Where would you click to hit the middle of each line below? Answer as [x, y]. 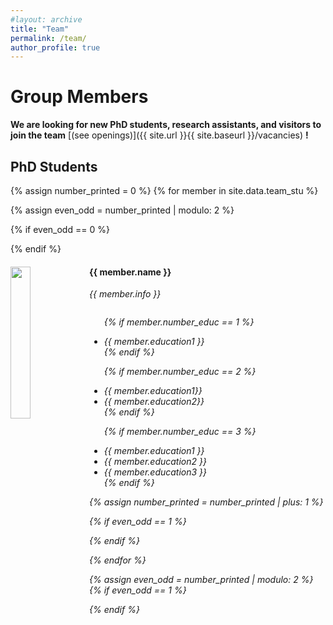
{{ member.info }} [125, 294]
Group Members [79, 97]
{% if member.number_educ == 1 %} [179, 322]
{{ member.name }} [130, 272]
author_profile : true [55, 47]
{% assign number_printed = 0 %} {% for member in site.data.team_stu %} [164, 190]
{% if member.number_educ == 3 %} [180, 432]
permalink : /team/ [48, 38]
